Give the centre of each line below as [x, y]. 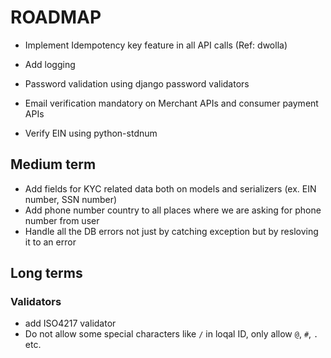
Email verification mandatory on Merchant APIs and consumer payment [171, 103]
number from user [62, 220]
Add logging [50, 64]
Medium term [53, 164]
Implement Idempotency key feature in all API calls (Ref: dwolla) [156, 45]
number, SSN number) [71, 199]
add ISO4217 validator [70, 323]
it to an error [50, 242]
